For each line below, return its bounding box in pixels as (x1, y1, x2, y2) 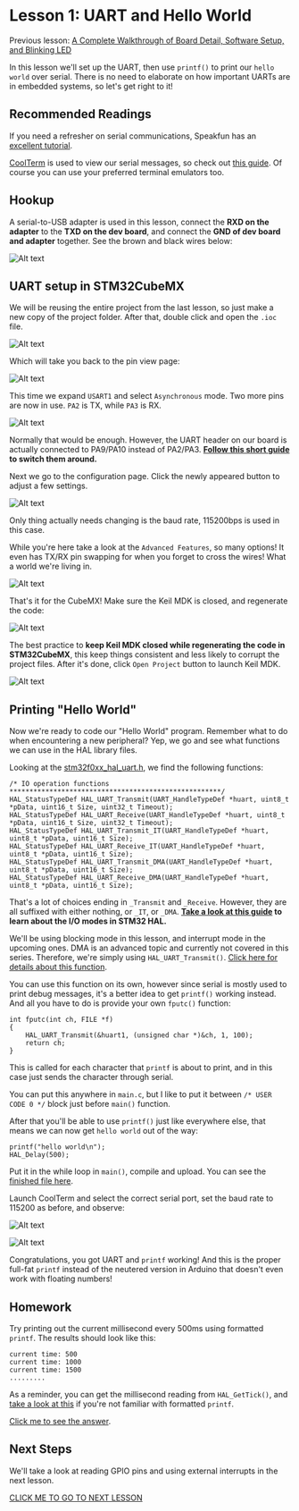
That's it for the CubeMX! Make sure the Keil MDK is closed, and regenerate (9, 595, 288, 606)
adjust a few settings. (9, 480, 88, 492)
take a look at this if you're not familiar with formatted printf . (9, 1398, 235, 1409)
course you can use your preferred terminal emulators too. (9, 166, 225, 177)
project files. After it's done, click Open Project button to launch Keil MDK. (9, 659, 281, 670)
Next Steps (9, 1441, 72, 1457)
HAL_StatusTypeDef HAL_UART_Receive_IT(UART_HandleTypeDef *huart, (9, 842, 266, 851)
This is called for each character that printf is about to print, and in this (9, 1062, 273, 1073)
